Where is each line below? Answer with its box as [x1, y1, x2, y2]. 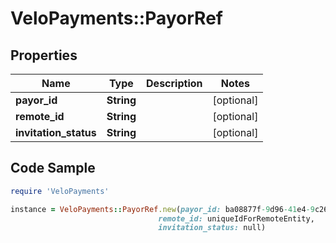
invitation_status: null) [158, 223, 267, 233]
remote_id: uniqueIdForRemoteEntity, [158, 213, 315, 224]
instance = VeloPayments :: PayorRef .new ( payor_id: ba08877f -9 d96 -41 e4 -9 [10, 204, 315, 214]
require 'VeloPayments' [10, 186, 110, 196]
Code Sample [10, 160, 96, 177]
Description [146, 77, 203, 90]
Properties [10, 47, 78, 64]
